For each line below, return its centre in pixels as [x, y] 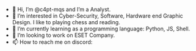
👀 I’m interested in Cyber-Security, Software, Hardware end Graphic [97, 16]
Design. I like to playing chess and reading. [66, 22]
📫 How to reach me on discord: [52, 42]
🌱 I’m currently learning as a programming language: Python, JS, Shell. [101, 29]
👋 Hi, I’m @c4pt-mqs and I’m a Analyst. [61, 9]
